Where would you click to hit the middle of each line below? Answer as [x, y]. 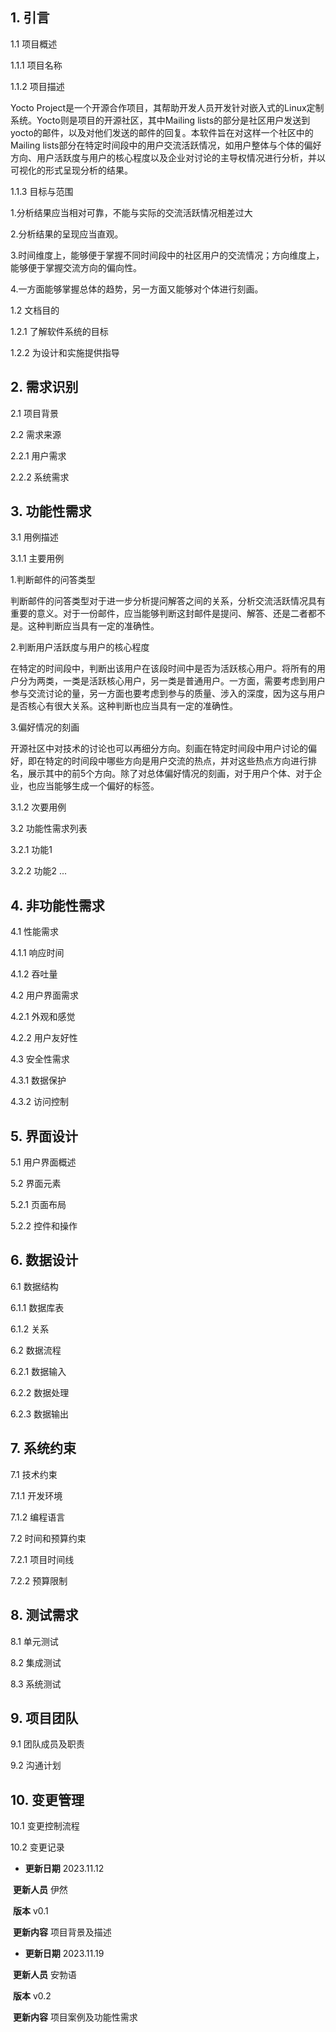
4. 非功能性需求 [57, 905]
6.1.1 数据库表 [37, 1307]
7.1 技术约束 [34, 1474]
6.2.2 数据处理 [40, 1392]
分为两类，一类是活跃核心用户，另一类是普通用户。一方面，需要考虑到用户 [172, 681]
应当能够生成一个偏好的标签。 [98, 786]
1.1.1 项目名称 [36, 65]
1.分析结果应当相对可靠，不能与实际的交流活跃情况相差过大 [131, 212]
